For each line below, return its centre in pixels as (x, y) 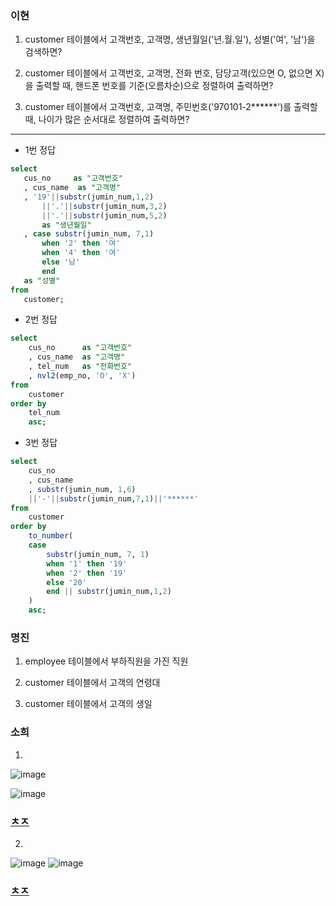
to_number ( (51, 536)
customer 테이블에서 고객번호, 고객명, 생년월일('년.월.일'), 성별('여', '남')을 (170, 39)
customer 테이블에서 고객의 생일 (88, 704)
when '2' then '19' (87, 573)
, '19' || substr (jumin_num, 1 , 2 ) (89, 197)
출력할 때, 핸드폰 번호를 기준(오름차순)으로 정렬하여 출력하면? (154, 86)
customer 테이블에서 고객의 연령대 (92, 683)
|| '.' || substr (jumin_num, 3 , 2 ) (104, 206)
